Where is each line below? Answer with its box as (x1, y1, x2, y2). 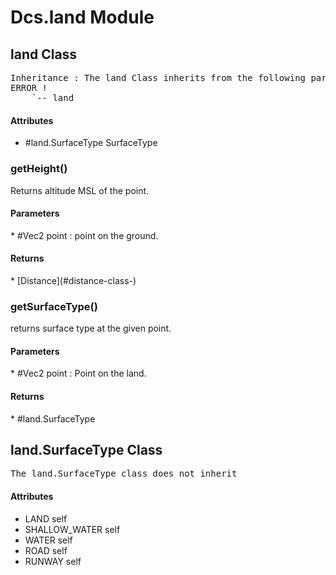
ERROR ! (10, 82, 48, 93)
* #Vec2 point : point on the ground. (10, 229, 159, 241)
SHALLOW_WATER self (24, 523, 121, 535)
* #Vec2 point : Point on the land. (10, 367, 147, 380)
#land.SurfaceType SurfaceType (24, 137, 158, 149)
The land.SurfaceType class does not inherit (10, 468, 238, 480)
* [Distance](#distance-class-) (10, 274, 137, 286)
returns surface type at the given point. (10, 322, 172, 335)
